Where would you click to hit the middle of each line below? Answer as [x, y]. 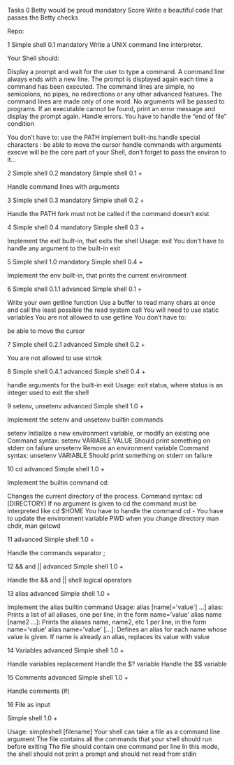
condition [21, 124]
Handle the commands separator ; [57, 553]
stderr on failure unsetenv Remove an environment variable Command [108, 448]
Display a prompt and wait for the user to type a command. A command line [116, 72]
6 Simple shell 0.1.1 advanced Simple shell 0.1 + [74, 289]
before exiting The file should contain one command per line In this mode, [114, 746]
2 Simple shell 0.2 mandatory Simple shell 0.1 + [75, 173]
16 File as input [29, 705]
